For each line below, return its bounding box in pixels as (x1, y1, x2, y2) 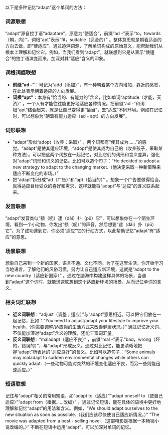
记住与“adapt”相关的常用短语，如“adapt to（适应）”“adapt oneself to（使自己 (5, 393, 163, 399)
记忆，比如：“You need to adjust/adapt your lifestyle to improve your (17, 317, 159, 323)
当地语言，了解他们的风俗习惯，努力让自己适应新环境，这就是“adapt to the (5, 266, 159, 272)
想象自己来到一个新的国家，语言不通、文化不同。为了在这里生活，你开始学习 (5, 260, 163, 266)
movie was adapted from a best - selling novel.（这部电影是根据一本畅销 (5, 418, 155, 424)
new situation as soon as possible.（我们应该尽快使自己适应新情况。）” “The (5, 411, 159, 417)
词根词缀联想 (5, 69, 37, 76)
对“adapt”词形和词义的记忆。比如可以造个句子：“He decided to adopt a (12, 157, 160, 164)
